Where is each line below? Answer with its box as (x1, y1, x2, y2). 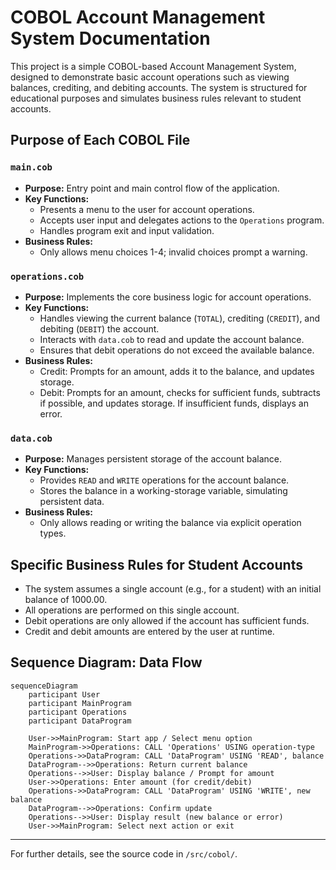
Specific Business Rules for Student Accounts (10, 556, 303, 573)
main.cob (10, 162, 53, 173)
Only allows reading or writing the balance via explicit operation (39, 517, 302, 529)
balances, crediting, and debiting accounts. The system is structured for (10, 81, 308, 93)
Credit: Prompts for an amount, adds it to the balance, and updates (39, 365, 315, 377)
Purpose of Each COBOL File (10, 132, 191, 149)
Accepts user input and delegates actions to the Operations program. (39, 214, 325, 226)
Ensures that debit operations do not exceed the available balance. (39, 344, 315, 356)
